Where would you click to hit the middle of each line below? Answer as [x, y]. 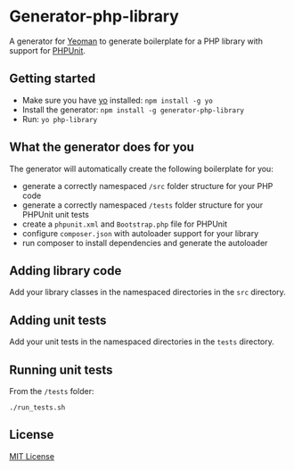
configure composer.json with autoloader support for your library [140, 233]
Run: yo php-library [60, 119]
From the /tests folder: [52, 391]
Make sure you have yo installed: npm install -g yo [118, 100]
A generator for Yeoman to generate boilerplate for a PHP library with [136, 41]
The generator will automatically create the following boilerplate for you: [141, 169]
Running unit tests [61, 370]
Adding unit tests [58, 320]
